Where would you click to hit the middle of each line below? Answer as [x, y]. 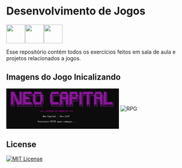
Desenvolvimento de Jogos [76, 11]
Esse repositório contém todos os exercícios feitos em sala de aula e [91, 52]
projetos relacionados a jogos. [44, 58]
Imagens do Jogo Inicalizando [64, 77]
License [21, 144]
